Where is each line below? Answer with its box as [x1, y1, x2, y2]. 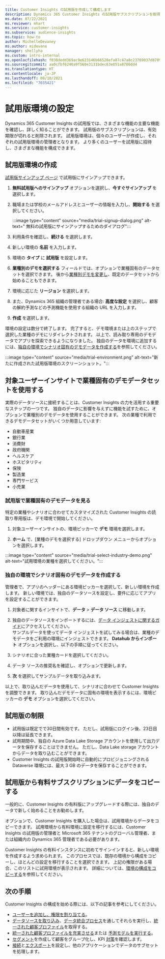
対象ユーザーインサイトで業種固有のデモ [5, 376, 128, 385]
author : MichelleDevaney [5, 39, 56, 44]
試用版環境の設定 [5, 103, 75, 114]
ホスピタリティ [12, 459, 43, 465]
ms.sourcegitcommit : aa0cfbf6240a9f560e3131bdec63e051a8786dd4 [5, 62, 137, 67]
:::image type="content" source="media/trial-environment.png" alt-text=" [5, 355, 154, 360]
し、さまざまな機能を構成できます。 [5, 145, 78, 150]
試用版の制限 [5, 712, 44, 720]
